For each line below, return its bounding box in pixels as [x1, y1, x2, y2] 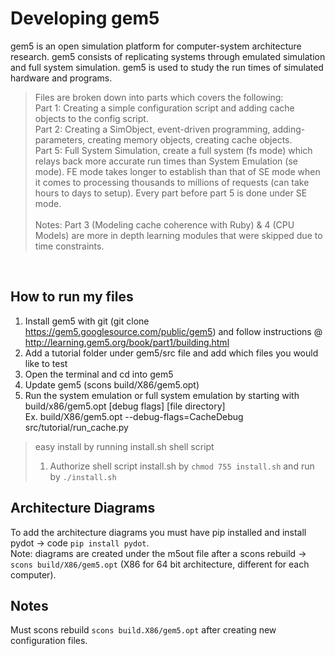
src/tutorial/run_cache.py [24, 421, 129, 433]
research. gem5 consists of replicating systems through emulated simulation [10, 50, 326, 62]
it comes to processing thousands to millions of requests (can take [34, 176, 310, 188]
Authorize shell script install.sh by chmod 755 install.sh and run [49, 460, 315, 472]
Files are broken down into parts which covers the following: [34, 91, 284, 103]
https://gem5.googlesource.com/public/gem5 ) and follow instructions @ [24, 325, 323, 337]
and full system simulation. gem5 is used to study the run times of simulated [10, 61, 324, 73]
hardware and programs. [10, 72, 113, 84]
